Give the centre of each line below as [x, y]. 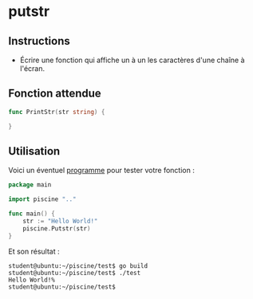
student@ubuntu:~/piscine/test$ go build [78, 266]
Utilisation [34, 151]
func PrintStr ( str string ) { [57, 112]
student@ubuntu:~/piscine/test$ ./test [75, 273]
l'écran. [32, 69]
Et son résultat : [34, 251]
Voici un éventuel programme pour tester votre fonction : [102, 171]
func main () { [32, 214]
